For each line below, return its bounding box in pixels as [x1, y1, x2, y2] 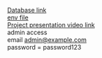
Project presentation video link [7, 21, 96, 29]
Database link [7, 6, 47, 14]
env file [7, 13, 29, 22]
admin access [7, 28, 48, 36]
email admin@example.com [7, 36, 87, 44]
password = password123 [7, 43, 82, 51]
